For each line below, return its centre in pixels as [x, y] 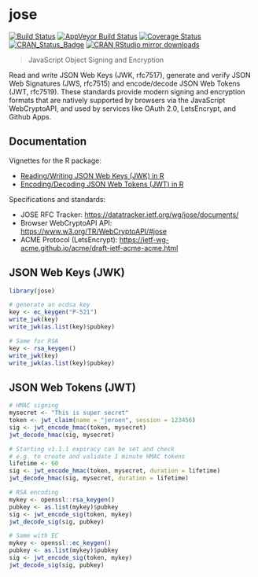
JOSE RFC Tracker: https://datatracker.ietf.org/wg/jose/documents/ [129, 215]
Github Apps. [30, 116]
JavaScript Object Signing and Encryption [96, 60]
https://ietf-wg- [144, 239]
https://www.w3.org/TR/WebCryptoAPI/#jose [94, 231]
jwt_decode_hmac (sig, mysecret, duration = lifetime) [99, 478]
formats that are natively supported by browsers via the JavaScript [117, 100]
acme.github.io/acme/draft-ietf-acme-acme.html [99, 248]
